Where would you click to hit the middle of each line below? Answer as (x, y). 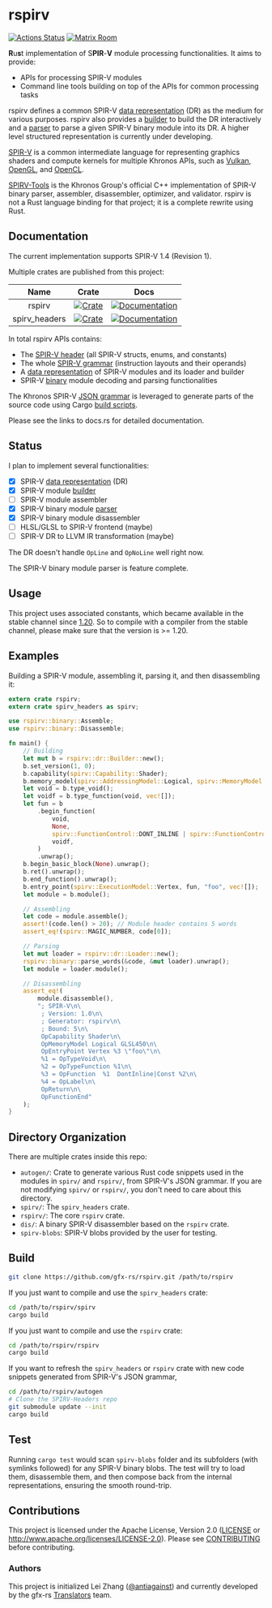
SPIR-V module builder (58, 490)
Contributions (44, 1510)
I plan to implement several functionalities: (79, 465)
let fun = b (43, 804)
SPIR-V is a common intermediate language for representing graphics (124, 152)
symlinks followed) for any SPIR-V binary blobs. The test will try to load (127, 1468)
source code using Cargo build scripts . (73, 404)
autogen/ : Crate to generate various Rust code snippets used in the (132, 1173)
